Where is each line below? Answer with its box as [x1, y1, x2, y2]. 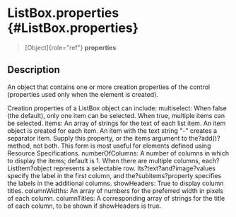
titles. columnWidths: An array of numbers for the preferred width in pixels [7, 186, 224, 195]
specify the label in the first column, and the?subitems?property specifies [7, 171, 222, 180]
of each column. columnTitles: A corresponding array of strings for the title [7, 194, 225, 202]
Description [7, 64, 60, 76]
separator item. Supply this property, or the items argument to [7, 134, 188, 142]
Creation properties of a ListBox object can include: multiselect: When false [7, 104, 228, 112]
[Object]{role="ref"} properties [24, 43, 117, 52]
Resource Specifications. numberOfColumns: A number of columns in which [7, 148, 230, 157]
